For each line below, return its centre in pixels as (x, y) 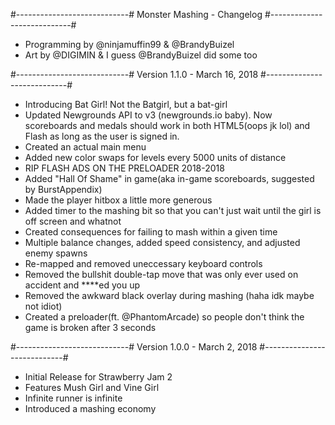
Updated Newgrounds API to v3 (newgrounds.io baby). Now (148, 115)
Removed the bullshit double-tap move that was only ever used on (161, 274)
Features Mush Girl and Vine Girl (92, 387)
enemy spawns (56, 253)
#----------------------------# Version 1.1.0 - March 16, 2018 (134, 74)
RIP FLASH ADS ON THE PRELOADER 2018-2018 (124, 168)
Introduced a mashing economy (90, 408)
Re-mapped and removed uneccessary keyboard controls (143, 263)
